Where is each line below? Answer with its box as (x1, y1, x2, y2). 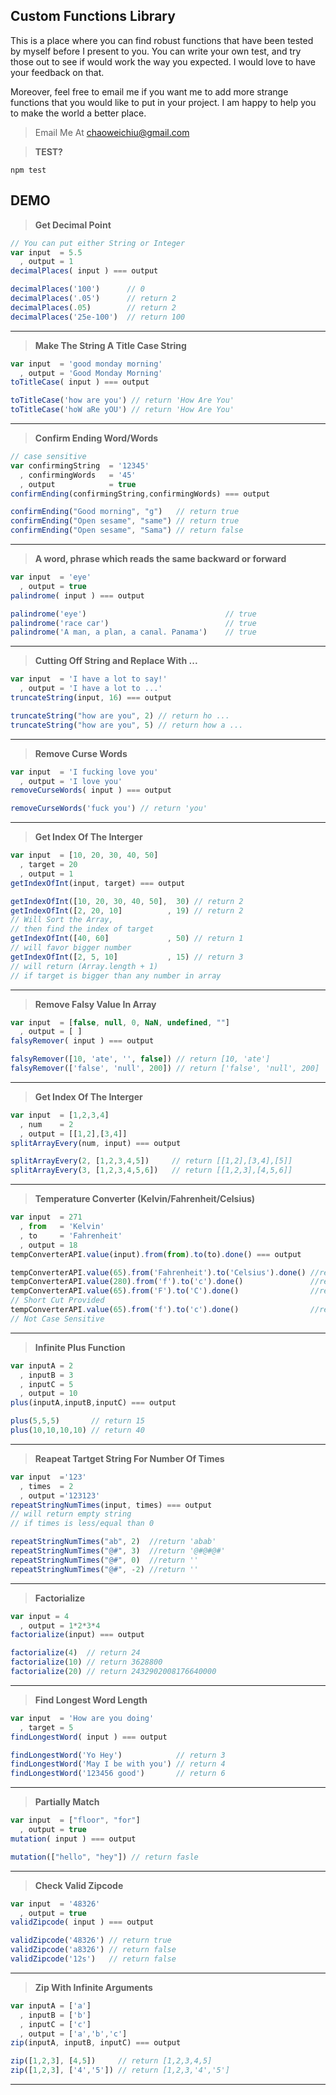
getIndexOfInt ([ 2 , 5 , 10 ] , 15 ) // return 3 (10, 952, 244, 962)
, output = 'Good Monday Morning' (19, 368, 163, 378)
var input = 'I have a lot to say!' (10, 674, 168, 684)
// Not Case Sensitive (10, 1314, 105, 1324)
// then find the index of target (10, 924, 155, 934)
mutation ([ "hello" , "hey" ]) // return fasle (10, 1852, 199, 1862)
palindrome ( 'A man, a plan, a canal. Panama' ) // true (10, 627, 257, 638)
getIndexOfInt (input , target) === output (10, 878, 186, 888)
